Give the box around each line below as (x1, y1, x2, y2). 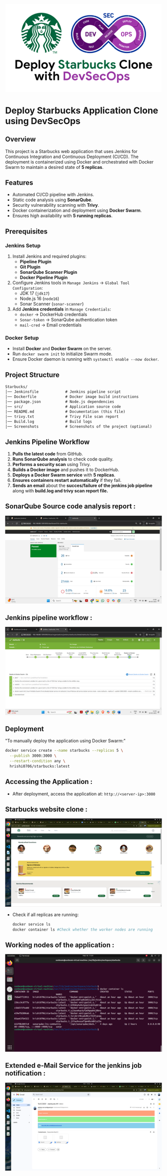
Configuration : (12, 285, 43, 291)
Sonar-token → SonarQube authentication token (19, 317, 118, 322)
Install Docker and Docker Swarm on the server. (12, 346, 112, 352)
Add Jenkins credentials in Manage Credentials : (12, 306, 111, 312)
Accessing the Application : (5, 778, 93, 786)
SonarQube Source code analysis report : (5, 502, 136, 511)
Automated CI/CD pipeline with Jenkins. (12, 192, 94, 198)
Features (5, 178, 33, 187)
